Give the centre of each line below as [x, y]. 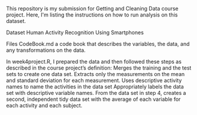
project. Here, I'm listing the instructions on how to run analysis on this [92, 15]
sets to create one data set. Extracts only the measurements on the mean [96, 74]
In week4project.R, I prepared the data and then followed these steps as [94, 62]
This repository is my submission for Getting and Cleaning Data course [92, 9]
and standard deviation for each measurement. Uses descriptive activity [94, 80]
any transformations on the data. [46, 50]
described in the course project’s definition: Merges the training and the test [99, 68]
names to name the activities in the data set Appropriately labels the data [95, 87]
